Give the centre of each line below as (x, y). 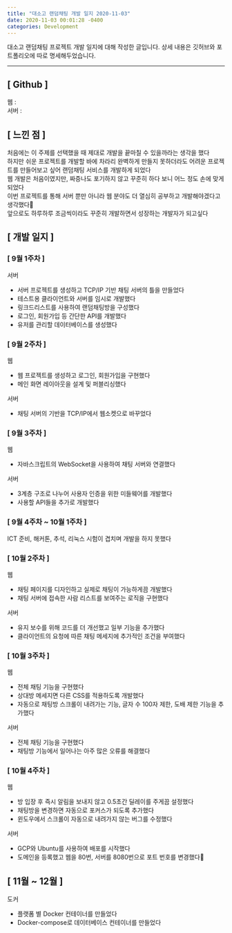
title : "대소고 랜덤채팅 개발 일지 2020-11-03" (69, 14)
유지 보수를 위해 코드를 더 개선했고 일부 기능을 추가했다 (91, 627)
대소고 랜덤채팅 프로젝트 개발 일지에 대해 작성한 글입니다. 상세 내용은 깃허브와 (111, 47)
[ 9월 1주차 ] (26, 259)
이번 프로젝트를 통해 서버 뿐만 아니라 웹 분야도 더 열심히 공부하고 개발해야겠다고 (114, 196)
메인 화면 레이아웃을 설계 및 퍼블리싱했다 (71, 384)
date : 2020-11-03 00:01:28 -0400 (55, 20)
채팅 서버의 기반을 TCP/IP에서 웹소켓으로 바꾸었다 (84, 413)
